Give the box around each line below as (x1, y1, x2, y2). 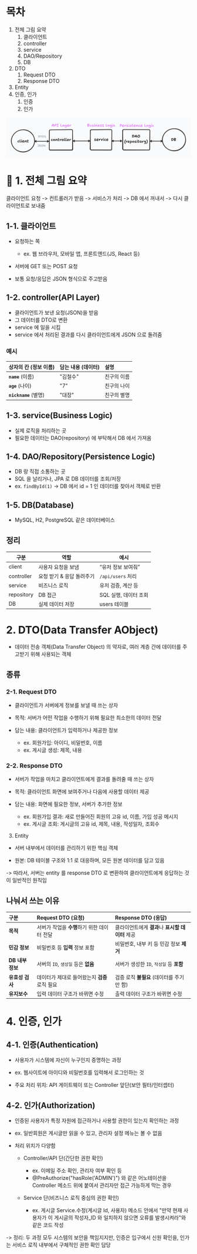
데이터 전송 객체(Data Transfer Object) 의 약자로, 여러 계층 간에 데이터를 (14, 643, 182, 651)
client (8, 563, 22, 571)
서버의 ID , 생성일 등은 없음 (36, 960, 94, 968)
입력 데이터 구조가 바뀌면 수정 (36, 990, 104, 997)
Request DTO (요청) (36, 914, 85, 921)
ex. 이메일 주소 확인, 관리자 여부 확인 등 (32, 1167, 122, 1174)
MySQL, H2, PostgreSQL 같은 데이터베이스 (14, 516, 116, 523)
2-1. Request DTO (6, 688, 57, 696)
